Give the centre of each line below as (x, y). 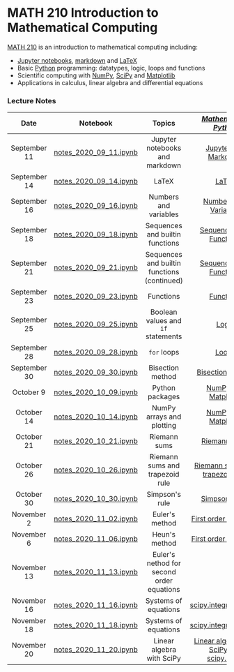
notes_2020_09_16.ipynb (95, 206)
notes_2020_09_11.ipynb (95, 153)
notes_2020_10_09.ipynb (95, 392)
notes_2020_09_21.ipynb (95, 268)
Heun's (164, 535)
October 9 (29, 392)
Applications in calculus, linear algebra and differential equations (110, 82)
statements (164, 336)
